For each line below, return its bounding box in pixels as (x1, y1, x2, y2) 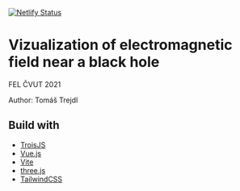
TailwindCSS (19, 174, 63, 184)
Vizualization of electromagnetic (8, 36, 233, 54)
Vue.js (19, 148, 42, 158)
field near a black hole (8, 53, 160, 72)
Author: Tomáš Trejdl (8, 95, 78, 105)
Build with (8, 118, 60, 132)
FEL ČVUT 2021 (8, 79, 61, 89)
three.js (19, 165, 46, 175)
